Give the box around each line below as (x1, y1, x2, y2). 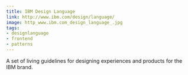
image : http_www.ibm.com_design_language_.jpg (6, 19, 123, 25)
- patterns (6, 42, 33, 47)
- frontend (6, 36, 33, 42)
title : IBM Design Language (6, 8, 76, 15)
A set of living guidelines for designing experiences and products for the (6, 57, 183, 64)
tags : (6, 25, 20, 31)
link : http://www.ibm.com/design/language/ (6, 14, 115, 20)
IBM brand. (6, 63, 34, 70)
